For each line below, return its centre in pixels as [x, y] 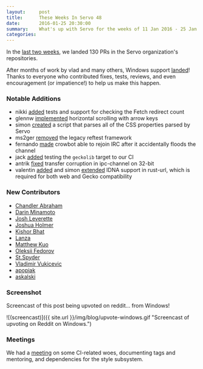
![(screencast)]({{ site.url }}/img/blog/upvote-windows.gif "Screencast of [98, 317]
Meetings [21, 339]
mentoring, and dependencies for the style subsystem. [75, 359]
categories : [21, 35]
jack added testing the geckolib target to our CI [74, 157]
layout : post [28, 12]
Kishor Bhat [29, 231]
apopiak [25, 270]
